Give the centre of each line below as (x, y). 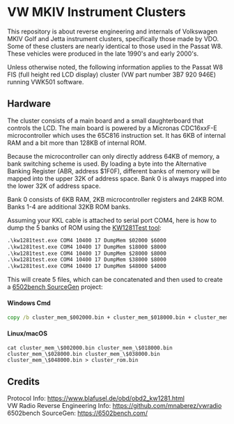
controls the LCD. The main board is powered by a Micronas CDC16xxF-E (112, 128)
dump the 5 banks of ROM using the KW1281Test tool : (84, 228)
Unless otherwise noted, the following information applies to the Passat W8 (115, 67)
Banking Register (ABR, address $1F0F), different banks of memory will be (114, 171)
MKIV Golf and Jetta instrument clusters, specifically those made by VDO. (113, 38)
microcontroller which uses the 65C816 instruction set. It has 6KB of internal (117, 135)
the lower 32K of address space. (54, 186)
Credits (24, 381)
